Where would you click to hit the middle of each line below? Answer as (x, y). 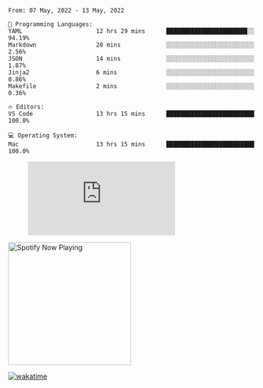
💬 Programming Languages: (50, 24)
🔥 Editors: (26, 107)
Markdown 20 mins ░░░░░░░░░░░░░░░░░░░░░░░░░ (131, 45)
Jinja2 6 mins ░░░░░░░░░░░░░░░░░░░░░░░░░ (131, 72)
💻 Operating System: (43, 135)
